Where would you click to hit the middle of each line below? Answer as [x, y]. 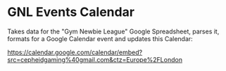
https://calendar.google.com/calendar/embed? [75, 52]
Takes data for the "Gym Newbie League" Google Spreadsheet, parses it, [113, 31]
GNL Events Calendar [71, 12]
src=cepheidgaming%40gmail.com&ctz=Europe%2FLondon [95, 59]
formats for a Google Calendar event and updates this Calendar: [100, 38]
